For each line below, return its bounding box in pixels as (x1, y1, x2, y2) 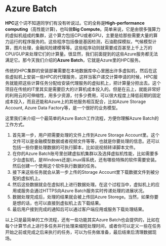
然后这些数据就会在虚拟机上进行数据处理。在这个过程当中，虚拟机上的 (12, 181, 156, 187)
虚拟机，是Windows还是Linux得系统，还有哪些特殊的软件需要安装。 (21, 156, 160, 162)
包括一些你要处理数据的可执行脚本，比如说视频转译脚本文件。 (12, 144, 138, 150)
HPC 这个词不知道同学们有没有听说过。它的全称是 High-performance (5, 20, 145, 26)
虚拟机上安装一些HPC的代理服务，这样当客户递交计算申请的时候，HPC (9, 74, 154, 80)
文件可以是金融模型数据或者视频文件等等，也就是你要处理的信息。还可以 (12, 138, 160, 144)
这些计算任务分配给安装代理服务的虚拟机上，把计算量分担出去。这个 (22, 80, 161, 86)
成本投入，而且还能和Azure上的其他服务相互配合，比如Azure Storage (5, 98, 146, 104)
